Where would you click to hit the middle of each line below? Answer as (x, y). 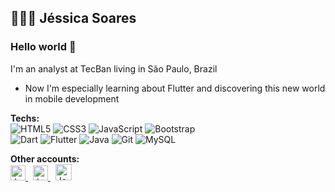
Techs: (25, 118)
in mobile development (72, 98)
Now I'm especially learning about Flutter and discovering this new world (175, 88)
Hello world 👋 (43, 47)
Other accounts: (45, 158)
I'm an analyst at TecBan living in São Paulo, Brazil (114, 68)
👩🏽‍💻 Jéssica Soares (73, 18)
